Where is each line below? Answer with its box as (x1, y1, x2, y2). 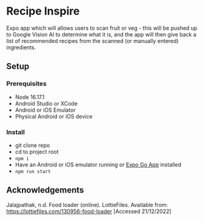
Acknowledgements (6, 185, 84, 195)
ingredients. (6, 44, 36, 51)
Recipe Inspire (6, 4, 80, 18)
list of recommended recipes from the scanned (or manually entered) (6, 37, 179, 44)
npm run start (15, 168, 51, 174)
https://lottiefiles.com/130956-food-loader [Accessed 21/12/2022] (6, 208, 171, 215)
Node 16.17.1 (15, 93, 45, 101)
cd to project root (15, 148, 59, 155)
